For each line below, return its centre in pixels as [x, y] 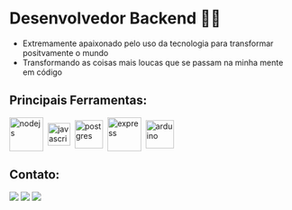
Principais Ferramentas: [78, 100]
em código [42, 72]
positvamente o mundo [65, 52]
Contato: [35, 175]
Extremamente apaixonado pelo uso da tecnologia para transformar [148, 43]
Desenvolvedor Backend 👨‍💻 [115, 18]
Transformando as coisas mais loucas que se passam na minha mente [153, 62]
